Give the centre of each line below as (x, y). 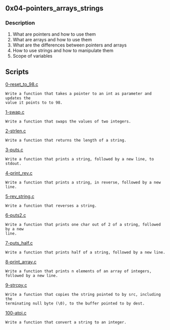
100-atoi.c (16, 313)
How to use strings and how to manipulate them (63, 50)
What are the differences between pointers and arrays (69, 45)
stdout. (14, 163)
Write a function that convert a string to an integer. (66, 322)
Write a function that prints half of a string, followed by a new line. (86, 252)
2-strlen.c (16, 131)
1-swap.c (15, 112)
